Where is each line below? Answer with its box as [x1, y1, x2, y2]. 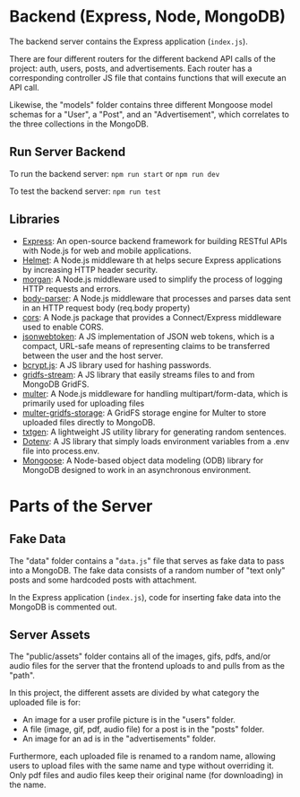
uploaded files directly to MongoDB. [21, 416, 156, 427]
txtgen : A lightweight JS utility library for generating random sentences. [21, 426, 287, 437]
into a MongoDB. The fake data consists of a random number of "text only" [9, 565, 286, 575]
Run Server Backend [9, 145, 126, 160]
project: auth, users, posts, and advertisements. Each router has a [9, 63, 253, 74]
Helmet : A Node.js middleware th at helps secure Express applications [21, 254, 282, 266]
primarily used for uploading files [21, 398, 145, 408]
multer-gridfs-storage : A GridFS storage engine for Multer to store [21, 407, 267, 418]
